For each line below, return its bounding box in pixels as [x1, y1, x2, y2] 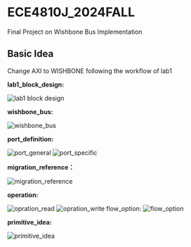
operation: [7, 191, 39, 199]
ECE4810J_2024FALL [7, 4, 136, 20]
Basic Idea [7, 48, 54, 60]
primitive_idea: [7, 217, 53, 226]
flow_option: [106, 204, 142, 213]
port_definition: [7, 134, 54, 143]
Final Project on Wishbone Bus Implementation [7, 27, 143, 36]
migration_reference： [7, 163, 75, 171]
